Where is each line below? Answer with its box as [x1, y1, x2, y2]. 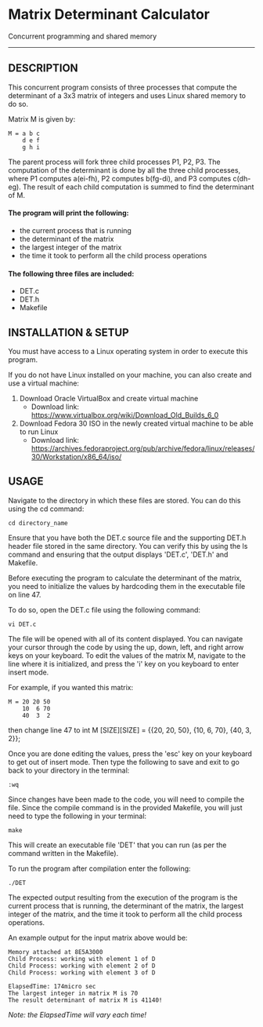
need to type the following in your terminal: [8, 811, 147, 821]
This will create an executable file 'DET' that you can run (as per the [8, 840, 227, 850]
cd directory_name [8, 519, 68, 527]
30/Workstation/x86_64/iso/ [31, 451, 122, 461]
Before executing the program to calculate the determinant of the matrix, [8, 573, 243, 583]
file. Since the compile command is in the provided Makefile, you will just [8, 802, 243, 812]
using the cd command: [8, 504, 85, 513]
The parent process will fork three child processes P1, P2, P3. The [8, 157, 221, 166]
